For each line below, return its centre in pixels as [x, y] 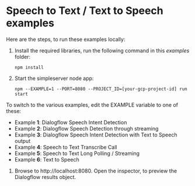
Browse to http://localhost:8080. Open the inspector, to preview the [95, 171]
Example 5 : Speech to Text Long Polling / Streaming [77, 153]
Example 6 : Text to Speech [47, 159]
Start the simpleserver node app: [54, 78]
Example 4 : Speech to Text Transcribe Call [66, 147]
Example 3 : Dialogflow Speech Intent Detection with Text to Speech [96, 135]
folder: [22, 57]
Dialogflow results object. [45, 177]
